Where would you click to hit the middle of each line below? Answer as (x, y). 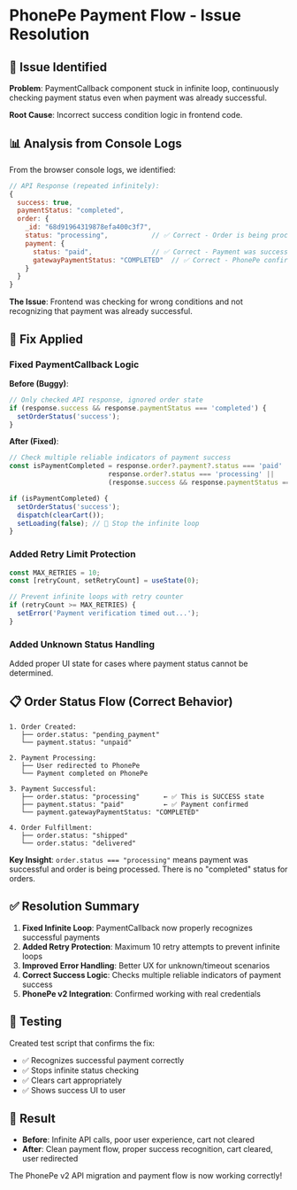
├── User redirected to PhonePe (80, 765)
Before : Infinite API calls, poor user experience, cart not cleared (138, 1139)
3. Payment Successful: (53, 789)
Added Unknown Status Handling (82, 644)
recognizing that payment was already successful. (101, 311)
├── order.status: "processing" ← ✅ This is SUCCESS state (143, 796)
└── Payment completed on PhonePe (84, 773)
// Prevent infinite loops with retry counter (96, 597)
